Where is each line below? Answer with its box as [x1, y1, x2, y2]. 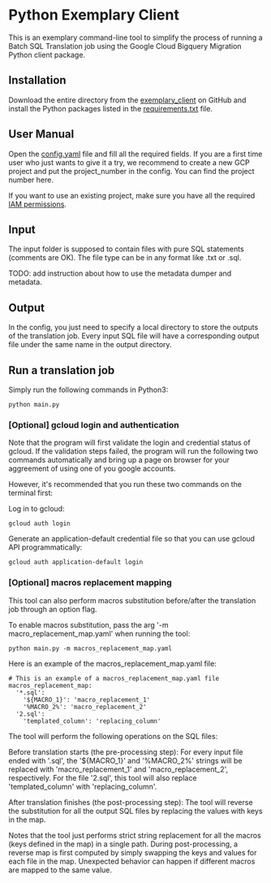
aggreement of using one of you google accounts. [8, 463, 176, 473]
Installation [8, 73, 67, 87]
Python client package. [8, 50, 86, 59]
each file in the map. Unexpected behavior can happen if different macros [8, 856, 256, 866]
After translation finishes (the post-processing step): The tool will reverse [8, 797, 253, 807]
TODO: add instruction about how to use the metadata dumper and [8, 268, 232, 278]
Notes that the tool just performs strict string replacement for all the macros [8, 830, 261, 840]
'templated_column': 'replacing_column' [23, 717, 161, 725]
